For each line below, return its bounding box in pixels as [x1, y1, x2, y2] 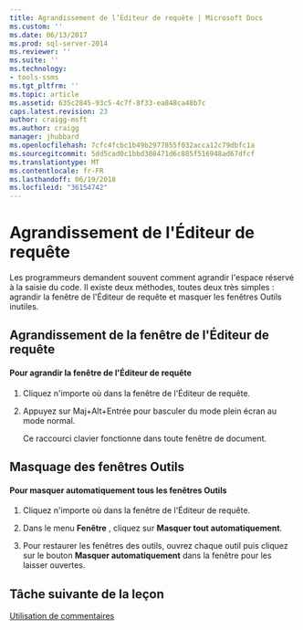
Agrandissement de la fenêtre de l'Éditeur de [9, 328, 269, 343]
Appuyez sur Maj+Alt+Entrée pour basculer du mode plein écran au [22, 405, 277, 416]
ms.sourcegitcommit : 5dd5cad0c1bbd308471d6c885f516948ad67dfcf [9, 149, 256, 158]
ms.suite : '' [9, 56, 59, 65]
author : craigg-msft [9, 115, 89, 124]
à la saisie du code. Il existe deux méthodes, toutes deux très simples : [9, 282, 275, 293]
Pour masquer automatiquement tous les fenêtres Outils [9, 485, 227, 496]
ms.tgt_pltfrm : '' [9, 81, 79, 90]
